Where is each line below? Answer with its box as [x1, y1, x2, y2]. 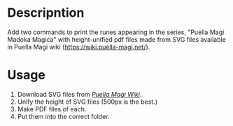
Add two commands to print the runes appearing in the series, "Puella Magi [7, 28, 225, 36]
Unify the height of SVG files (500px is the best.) [17, 97, 157, 106]
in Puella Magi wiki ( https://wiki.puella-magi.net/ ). [7, 42, 150, 51]
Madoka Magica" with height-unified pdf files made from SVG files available [7, 35, 226, 43]
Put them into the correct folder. [17, 112, 110, 120]
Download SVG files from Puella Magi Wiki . [17, 90, 142, 98]
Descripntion [7, 5, 85, 21]
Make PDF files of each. [17, 104, 87, 113]
